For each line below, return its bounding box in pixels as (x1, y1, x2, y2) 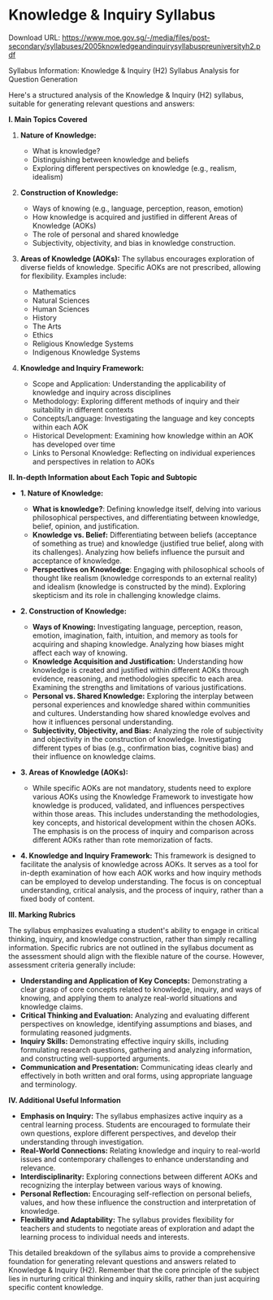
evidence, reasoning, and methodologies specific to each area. (32, 674, 244, 683)
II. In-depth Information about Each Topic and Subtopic (8, 472, 197, 482)
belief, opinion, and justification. (32, 521, 140, 530)
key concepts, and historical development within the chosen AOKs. (32, 818, 257, 827)
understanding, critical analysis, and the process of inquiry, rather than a (19, 885, 264, 895)
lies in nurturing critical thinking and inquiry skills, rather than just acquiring (8, 1273, 260, 1283)
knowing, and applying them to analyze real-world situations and (19, 992, 237, 1002)
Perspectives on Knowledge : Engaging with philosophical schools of (32, 564, 265, 574)
